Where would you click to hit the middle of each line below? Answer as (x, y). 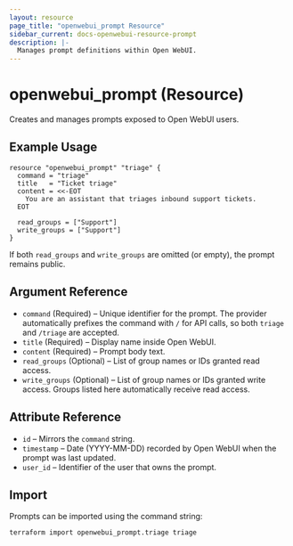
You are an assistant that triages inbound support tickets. (141, 199)
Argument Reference (69, 292)
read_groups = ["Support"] (67, 222)
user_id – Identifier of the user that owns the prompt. (119, 467)
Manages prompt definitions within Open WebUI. (107, 51)
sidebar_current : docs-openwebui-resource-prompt (103, 34)
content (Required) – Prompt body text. (94, 351)
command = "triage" (53, 175)
